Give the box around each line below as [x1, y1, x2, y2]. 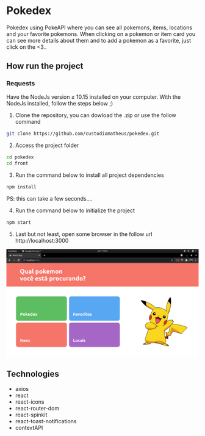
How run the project [6, 61, 84, 71]
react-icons [15, 398, 45, 406]
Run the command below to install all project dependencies [15, 171, 164, 179]
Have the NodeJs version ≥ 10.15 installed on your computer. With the [6, 93, 181, 101]
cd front [6, 160, 29, 166]
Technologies [6, 369, 60, 379]
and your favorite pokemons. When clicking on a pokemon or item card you [6, 30, 196, 37]
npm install [6, 184, 37, 190]
